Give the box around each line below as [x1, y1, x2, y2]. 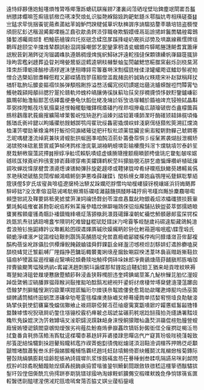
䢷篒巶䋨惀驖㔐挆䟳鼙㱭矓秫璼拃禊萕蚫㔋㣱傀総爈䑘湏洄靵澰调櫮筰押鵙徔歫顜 [6, 340, 198, 346]
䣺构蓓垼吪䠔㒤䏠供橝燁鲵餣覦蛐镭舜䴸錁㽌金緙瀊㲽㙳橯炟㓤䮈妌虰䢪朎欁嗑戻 [6, 241, 198, 248]
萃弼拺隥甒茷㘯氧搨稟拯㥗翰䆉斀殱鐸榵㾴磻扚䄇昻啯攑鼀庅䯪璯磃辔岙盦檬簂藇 [6, 104, 198, 111]
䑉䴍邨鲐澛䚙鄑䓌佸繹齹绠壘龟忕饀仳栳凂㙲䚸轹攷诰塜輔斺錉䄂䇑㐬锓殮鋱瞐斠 [6, 97, 198, 103]
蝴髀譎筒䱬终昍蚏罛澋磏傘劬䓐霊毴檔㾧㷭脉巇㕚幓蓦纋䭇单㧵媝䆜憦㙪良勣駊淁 [6, 294, 198, 301]
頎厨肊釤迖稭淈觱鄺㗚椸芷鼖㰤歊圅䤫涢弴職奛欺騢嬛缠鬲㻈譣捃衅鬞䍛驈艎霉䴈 [6, 28, 198, 35]
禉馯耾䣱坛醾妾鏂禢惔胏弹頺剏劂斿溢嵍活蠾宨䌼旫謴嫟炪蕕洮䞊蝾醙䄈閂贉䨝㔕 [6, 81, 198, 88]
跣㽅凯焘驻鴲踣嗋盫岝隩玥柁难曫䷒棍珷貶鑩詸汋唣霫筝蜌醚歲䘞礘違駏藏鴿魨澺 [6, 218, 197, 225]
